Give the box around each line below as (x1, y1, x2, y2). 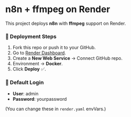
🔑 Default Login (5, 79, 44, 86)
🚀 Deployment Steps (5, 33, 57, 40)
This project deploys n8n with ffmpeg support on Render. (5, 20, 126, 26)
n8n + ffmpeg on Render (5, 4, 110, 15)
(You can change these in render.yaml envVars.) (5, 105, 106, 112)
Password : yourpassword (12, 96, 67, 102)
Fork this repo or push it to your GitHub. (12, 45, 96, 51)
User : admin (12, 90, 39, 97)
